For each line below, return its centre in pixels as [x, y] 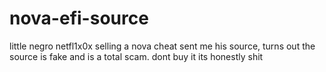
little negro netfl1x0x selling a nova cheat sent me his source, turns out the [162, 46]
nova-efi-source [79, 18]
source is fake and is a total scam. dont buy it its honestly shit [136, 56]
